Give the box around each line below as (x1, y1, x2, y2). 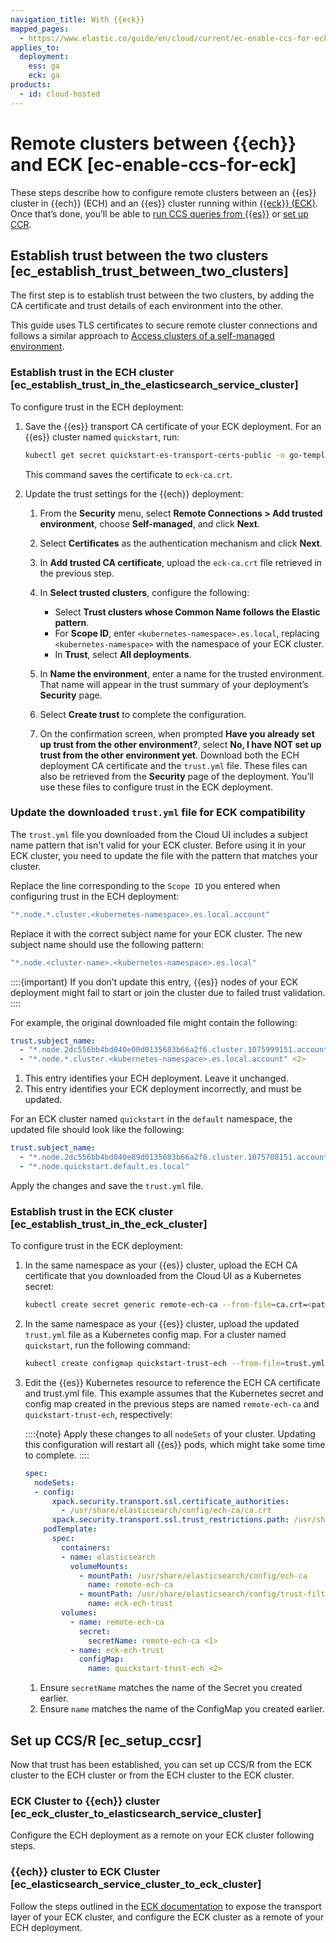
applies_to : (10, 42, 60, 53)
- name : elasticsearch (61, 1552, 156, 1562)
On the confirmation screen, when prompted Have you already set (39, 727, 315, 740)
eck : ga (28, 71, 60, 81)
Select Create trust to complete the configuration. (39, 708, 247, 720)
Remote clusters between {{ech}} (10, 132, 297, 155)
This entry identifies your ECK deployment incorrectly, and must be (24, 1083, 302, 1095)
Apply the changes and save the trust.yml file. (10, 1179, 204, 1191)
